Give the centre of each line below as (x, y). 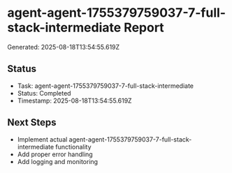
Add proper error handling (55, 154)
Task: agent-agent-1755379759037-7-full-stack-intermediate (106, 86)
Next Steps (32, 122)
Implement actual (42, 139)
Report (144, 28)
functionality (74, 146)
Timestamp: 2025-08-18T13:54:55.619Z (74, 100)
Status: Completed (44, 93)
